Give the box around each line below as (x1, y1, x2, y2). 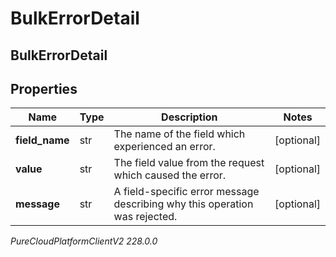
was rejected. (113, 210, 178, 224)
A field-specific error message (113, 185, 260, 199)
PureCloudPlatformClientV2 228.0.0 (10, 235, 158, 247)
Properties (10, 80, 78, 97)
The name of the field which (113, 127, 246, 141)
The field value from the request (113, 156, 265, 170)
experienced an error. (113, 140, 216, 154)
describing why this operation (113, 197, 254, 211)
